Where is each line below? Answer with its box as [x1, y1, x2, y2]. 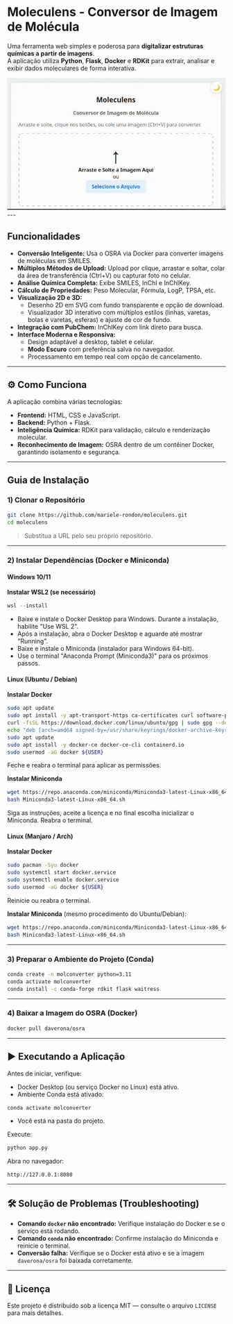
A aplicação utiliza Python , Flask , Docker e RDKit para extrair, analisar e [7, 56, 215, 65]
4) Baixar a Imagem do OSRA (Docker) [7, 1008, 138, 1018]
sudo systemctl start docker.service [7, 869, 116, 876]
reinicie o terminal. [17, 1241, 71, 1250]
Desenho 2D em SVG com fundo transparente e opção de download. [27, 300, 224, 309]
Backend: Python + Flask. [17, 418, 92, 427]
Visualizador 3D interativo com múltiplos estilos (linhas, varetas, [27, 308, 211, 316]
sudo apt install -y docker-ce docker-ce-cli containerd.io [7, 741, 185, 748]
